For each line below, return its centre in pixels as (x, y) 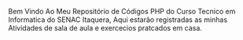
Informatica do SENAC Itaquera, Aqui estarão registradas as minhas (118, 20)
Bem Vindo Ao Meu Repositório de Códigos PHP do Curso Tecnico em (122, 11)
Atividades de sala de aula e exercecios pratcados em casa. (105, 28)
